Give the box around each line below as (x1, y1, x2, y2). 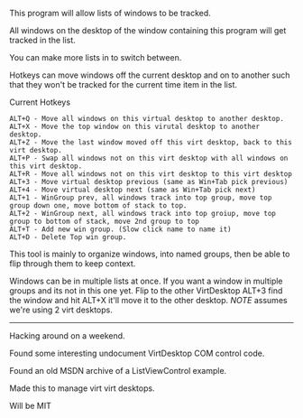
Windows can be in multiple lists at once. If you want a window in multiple (9, 275, 283, 286)
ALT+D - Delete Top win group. (9, 233, 127, 242)
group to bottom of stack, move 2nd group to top (9, 217, 200, 226)
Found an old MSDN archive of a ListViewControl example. (9, 366, 227, 376)
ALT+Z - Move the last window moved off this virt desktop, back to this (9, 138, 293, 147)
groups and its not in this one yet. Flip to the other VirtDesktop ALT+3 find (9, 285, 283, 296)
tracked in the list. (9, 35, 77, 45)
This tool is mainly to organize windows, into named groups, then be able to (9, 248, 290, 259)
